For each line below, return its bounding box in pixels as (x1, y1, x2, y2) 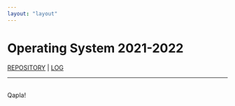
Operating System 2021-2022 (7, 40, 184, 56)
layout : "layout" (7, 10, 58, 17)
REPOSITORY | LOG (7, 63, 64, 72)
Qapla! (7, 91, 27, 99)
